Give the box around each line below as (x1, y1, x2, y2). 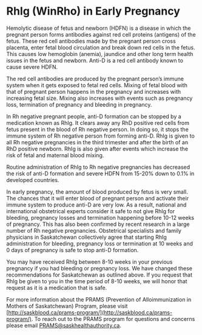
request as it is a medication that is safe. (6, 284, 107, 291)
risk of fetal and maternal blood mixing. (6, 151, 104, 159)
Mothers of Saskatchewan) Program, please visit (6, 302, 128, 309)
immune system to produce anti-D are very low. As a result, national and (6, 201, 187, 208)
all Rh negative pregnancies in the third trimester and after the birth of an (6, 138, 189, 146)
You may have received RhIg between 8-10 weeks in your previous (6, 258, 173, 266)
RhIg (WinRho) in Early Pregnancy (6, 4, 181, 18)
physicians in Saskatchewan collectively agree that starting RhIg (6, 233, 167, 241)
